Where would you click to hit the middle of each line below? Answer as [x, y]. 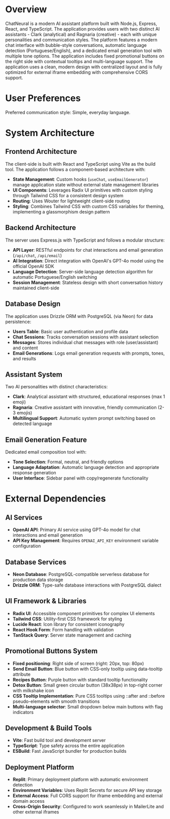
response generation [35, 473]
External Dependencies [56, 499]
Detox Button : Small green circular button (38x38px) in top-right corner [88, 685]
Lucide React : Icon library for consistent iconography [69, 624]
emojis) [25, 413]
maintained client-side [36, 288]
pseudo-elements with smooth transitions [56, 701]
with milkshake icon [33, 690]
